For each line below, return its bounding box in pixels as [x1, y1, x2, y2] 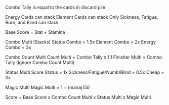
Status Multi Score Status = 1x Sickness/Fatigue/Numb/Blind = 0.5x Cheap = [5, 69, 164, 75]
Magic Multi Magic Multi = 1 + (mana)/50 [5, 84, 90, 90]
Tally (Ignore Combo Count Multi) [5, 60, 75, 65]
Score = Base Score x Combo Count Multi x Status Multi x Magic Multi [5, 94, 151, 100]
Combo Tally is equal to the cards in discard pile [5, 5, 105, 10]
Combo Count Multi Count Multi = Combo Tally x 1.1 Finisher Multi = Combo [5, 54, 162, 60]
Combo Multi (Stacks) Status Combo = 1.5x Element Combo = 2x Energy [5, 39, 156, 45]
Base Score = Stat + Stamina [5, 29, 65, 35]
